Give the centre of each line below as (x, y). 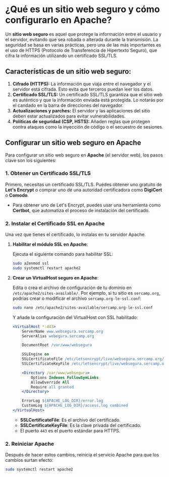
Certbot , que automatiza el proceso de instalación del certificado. (81, 210)
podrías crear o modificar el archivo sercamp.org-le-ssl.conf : (77, 298)
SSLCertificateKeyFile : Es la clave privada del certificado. (80, 425)
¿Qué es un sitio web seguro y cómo (82, 9)
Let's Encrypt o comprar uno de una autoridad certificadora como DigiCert (84, 190)
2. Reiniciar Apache (30, 444)
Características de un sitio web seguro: (68, 72)
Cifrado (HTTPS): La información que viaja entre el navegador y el (82, 84)
